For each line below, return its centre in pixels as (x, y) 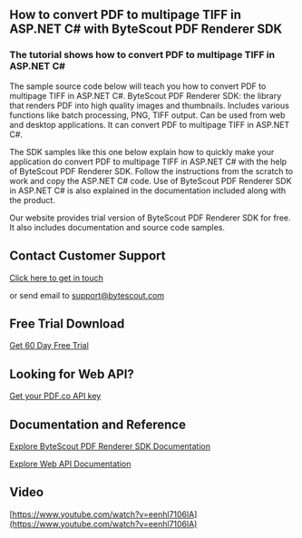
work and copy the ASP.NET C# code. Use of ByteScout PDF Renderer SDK (151, 181)
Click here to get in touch (57, 278)
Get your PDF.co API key (55, 396)
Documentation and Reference (97, 424)
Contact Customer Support (88, 256)
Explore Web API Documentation (70, 464)
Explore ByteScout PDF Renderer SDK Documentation (110, 446)
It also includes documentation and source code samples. (117, 227)
